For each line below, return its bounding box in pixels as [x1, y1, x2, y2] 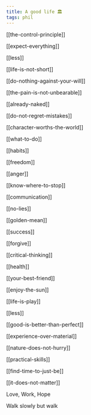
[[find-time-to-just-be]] [6, 367, 64, 374]
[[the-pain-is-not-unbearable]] [6, 89, 82, 96]
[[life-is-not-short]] [6, 65, 54, 72]
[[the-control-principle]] [6, 31, 66, 38]
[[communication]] [6, 193, 52, 201]
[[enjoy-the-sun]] [6, 286, 49, 293]
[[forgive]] [6, 240, 32, 247]
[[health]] [6, 263, 30, 270]
